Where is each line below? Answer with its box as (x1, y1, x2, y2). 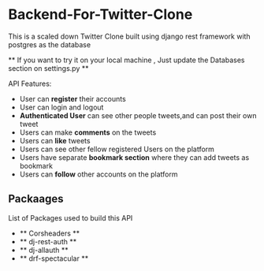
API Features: (8, 79, 52, 88)
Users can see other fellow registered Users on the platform (19, 144, 215, 154)
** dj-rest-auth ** (19, 236, 77, 246)
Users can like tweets (19, 135, 91, 145)
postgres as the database (8, 39, 91, 49)
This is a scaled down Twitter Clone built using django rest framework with (8, 32, 251, 41)
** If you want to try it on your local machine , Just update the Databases (8, 55, 245, 65)
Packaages (8, 192, 64, 206)
